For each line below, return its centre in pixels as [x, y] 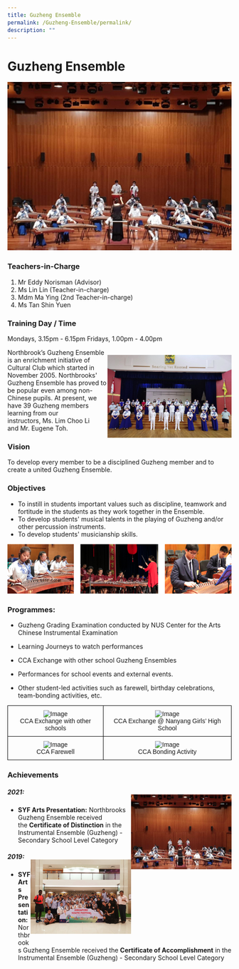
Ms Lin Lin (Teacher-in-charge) [63, 289]
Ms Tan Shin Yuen [44, 305]
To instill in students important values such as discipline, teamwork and [122, 504]
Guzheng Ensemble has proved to [57, 383]
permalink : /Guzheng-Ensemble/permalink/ [70, 22]
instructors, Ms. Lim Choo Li [49, 420]
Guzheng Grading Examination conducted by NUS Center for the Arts [119, 625]
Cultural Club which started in [51, 368]
